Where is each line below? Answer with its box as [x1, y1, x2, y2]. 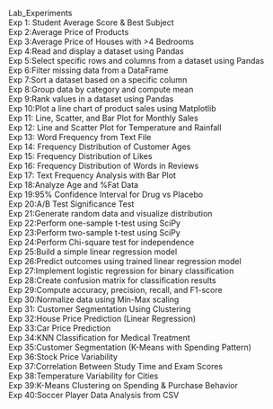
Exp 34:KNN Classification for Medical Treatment [8, 333, 190, 342]
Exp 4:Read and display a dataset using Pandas [8, 46, 185, 57]
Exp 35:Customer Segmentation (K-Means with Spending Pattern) [8, 342, 252, 352]
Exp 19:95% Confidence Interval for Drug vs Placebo [8, 189, 204, 200]
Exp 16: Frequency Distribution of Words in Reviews [8, 161, 199, 171]
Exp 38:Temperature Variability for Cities [8, 370, 159, 381]
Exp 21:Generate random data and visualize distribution [8, 209, 213, 218]
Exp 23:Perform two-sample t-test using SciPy [8, 227, 181, 237]
